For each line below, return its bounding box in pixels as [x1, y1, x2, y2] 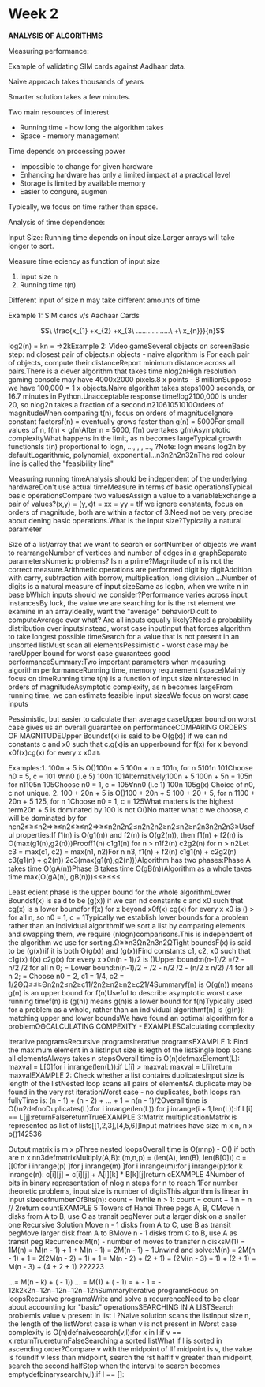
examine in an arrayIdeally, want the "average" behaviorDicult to [8, 606, 218, 616]
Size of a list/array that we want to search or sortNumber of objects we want [8, 539, 257, 549]
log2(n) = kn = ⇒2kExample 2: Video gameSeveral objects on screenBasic [8, 341, 250, 350]
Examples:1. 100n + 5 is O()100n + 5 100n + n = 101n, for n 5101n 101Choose [8, 763, 254, 772]
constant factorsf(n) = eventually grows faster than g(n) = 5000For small [8, 416, 244, 426]
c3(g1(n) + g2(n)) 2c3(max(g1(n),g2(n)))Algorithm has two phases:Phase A [8, 855, 251, 864]
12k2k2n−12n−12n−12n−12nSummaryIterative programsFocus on [8, 1285, 219, 1295]
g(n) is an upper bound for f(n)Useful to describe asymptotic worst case [8, 988, 243, 997]
